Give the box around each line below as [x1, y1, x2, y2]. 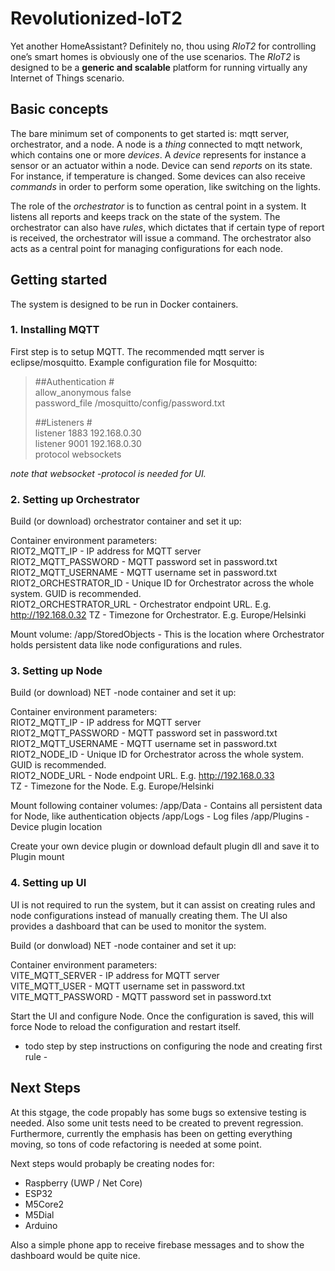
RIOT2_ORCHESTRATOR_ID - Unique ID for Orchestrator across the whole [10, 577, 315, 589]
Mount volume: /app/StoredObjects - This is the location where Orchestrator [10, 628, 325, 641]
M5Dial [24, 1208, 55, 1221]
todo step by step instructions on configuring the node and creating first [24, 1040, 323, 1052]
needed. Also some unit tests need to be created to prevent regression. [10, 1117, 304, 1129]
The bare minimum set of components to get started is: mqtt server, [10, 127, 290, 139]
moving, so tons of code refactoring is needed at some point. [10, 1138, 262, 1150]
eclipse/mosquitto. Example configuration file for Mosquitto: [10, 356, 258, 368]
